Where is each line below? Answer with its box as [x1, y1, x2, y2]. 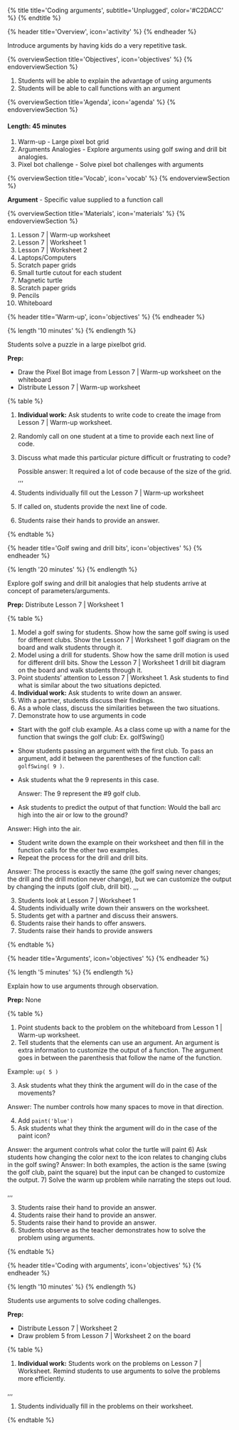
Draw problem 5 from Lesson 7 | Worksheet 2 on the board [17, 1332, 191, 1340]
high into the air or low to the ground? [17, 811, 128, 819]
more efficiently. [17, 1374, 66, 1383]
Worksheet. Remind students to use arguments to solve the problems [17, 1367, 221, 1375]
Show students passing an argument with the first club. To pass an [17, 746, 213, 755]
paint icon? [17, 1131, 51, 1140]
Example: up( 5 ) [7, 1067, 59, 1076]
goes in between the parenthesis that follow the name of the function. [17, 1054, 223, 1062]
